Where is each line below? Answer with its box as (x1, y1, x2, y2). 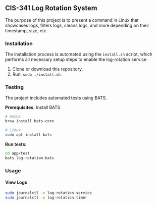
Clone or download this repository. (12, 66, 83, 72)
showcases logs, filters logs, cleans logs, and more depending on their (5, 22, 150, 28)
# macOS (5, 114, 21, 119)
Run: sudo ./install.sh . (12, 71, 62, 77)
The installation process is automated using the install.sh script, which (5, 51, 153, 57)
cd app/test (5, 151, 30, 155)
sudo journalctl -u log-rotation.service (5, 190, 92, 195)
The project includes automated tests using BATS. (5, 95, 107, 101)
